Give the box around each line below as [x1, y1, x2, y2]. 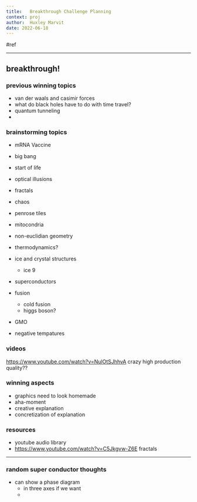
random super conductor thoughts [6, 466, 107, 474]
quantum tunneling [14, 107, 60, 114]
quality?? [6, 364, 28, 371]
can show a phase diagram [14, 478, 80, 486]
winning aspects [6, 379, 55, 387]
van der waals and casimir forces [14, 95, 95, 102]
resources [6, 426, 36, 434]
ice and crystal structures [14, 255, 77, 262]
